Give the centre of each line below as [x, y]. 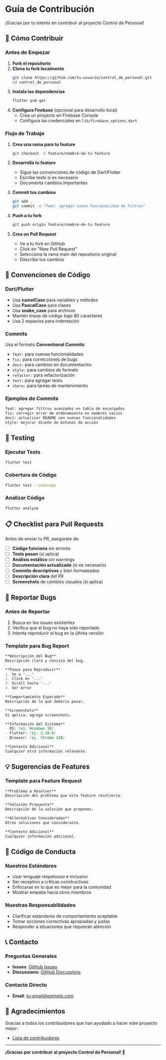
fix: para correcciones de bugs [45, 359]
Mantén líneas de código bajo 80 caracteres [57, 316]
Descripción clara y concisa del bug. [45, 661]
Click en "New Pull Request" [48, 249]
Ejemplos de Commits [32, 398]
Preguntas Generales [31, 956]
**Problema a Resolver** [31, 791]
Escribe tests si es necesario [49, 178]
